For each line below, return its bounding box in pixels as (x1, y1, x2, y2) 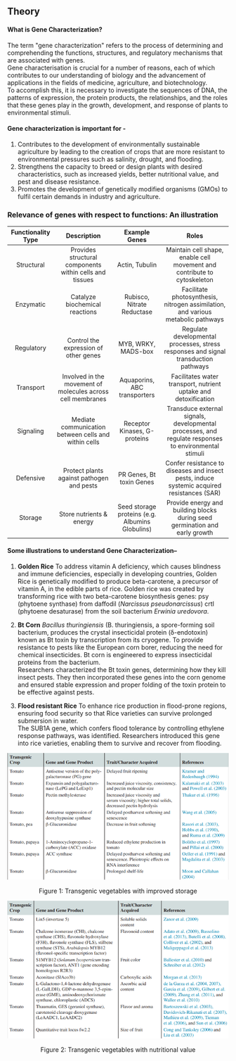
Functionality (11, 228, 51, 236)
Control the (67, 336, 100, 344)
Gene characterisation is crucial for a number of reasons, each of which (7, 63, 216, 72)
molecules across (58, 387, 109, 395)
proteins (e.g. (117, 509, 157, 518)
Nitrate (127, 300, 147, 309)
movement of (64, 379, 103, 388)
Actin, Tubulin (117, 260, 157, 269)
